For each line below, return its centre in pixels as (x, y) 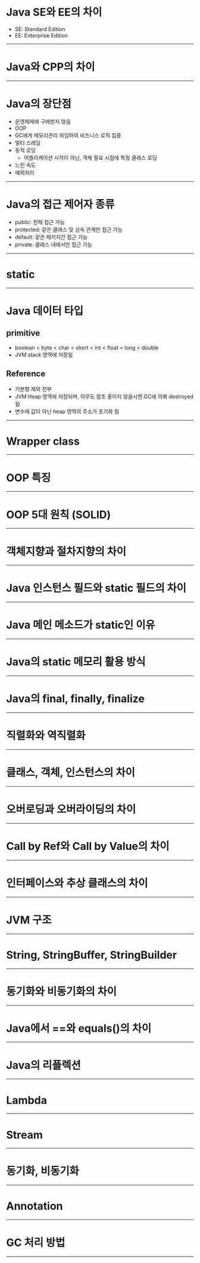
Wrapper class (43, 441)
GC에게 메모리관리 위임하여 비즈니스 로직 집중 (68, 135)
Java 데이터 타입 (45, 311)
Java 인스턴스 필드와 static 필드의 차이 (96, 588)
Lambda (27, 1100)
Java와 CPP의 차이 (51, 67)
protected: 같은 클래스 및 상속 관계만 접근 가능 (69, 229)
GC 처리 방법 (36, 1243)
